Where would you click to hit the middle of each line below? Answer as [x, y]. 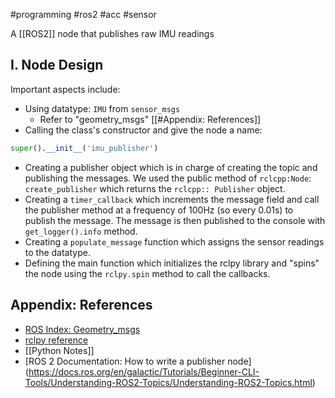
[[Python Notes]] [59, 350]
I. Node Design [57, 65]
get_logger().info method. [81, 231]
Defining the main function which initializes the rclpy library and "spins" [172, 263]
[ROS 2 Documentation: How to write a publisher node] [138, 361]
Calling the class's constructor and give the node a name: [143, 130]
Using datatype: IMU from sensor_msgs [102, 108]
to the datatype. [57, 252]
